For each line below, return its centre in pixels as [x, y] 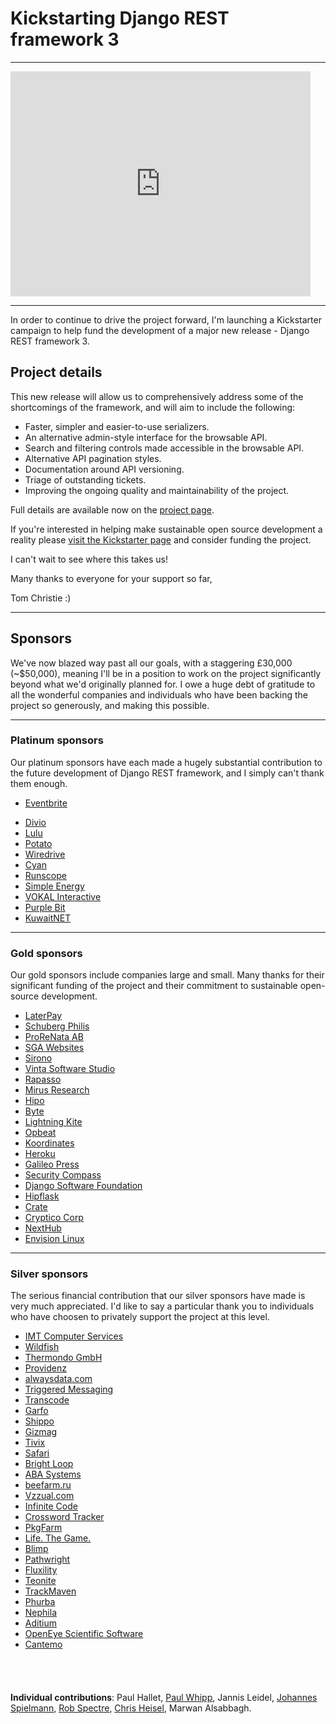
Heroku [40, 1154]
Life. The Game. [58, 1538]
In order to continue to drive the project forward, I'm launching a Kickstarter [166, 319]
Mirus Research [57, 1090]
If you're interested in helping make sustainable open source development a [166, 529]
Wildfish [42, 1347]
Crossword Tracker [64, 1517]
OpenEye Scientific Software [84, 1634]
